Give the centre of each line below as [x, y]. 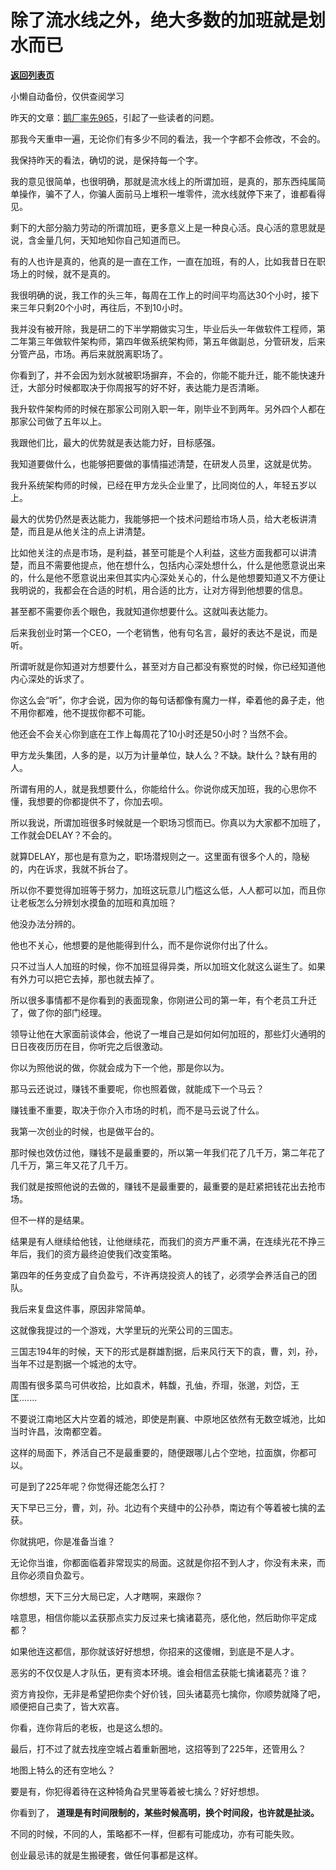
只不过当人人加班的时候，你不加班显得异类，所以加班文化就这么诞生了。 [159, 966]
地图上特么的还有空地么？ [63, 1770]
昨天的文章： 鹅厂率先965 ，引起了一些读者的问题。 [115, 117]
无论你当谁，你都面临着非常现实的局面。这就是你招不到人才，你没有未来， [163, 1562]
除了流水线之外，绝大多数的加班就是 [159, 20]
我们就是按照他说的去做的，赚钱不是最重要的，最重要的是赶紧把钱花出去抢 [163, 1186]
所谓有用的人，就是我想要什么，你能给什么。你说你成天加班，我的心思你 [159, 788]
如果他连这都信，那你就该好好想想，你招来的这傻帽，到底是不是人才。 [155, 1651]
